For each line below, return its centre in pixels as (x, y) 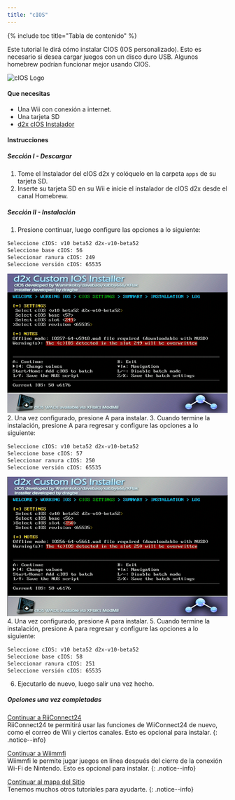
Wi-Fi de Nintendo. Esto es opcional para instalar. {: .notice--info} (102, 768)
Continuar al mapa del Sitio (46, 782)
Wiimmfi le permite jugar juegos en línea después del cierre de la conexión (115, 761)
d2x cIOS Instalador (46, 124)
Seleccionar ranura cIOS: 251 (51, 663)
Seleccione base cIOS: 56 (45, 251)
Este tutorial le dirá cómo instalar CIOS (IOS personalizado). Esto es (104, 49)
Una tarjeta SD (38, 116)
